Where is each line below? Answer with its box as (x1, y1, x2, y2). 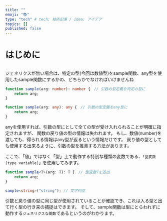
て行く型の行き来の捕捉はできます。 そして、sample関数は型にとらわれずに (5, 204, 161, 210)
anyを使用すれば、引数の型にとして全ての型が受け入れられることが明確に (5, 124, 157, 130)
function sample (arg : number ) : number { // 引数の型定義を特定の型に (5, 86, 146, 91)
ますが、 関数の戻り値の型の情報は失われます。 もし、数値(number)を (18, 130, 162, 136)
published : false (5, 26, 41, 31)
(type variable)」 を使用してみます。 (5, 159, 81, 166)
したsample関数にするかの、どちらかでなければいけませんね (9, 76, 134, 82)
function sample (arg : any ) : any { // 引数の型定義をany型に (5, 105, 128, 110)
